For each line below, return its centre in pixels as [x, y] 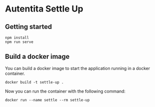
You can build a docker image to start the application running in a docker [77, 68]
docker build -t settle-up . [34, 82]
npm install [17, 38]
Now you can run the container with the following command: [65, 91]
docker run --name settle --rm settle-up [47, 100]
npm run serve [19, 42]
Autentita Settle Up [44, 9]
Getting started [29, 27]
